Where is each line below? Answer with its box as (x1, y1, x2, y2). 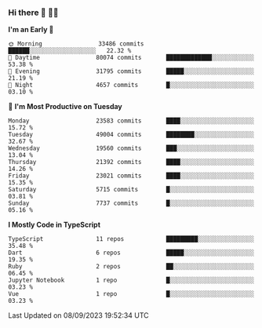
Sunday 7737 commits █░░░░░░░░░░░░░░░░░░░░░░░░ (8, 199, 255, 207)
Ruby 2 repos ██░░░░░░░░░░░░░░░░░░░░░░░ (8, 263, 255, 271)
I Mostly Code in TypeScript (8, 220, 100, 230)
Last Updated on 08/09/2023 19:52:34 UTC (8, 311, 149, 320)
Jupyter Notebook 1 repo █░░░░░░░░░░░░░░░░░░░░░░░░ (8, 276, 255, 285)
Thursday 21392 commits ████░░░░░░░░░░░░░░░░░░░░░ (8, 159, 255, 166)
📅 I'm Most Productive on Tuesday (8, 102, 123, 111)
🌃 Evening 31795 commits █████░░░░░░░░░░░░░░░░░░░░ (8, 67, 255, 75)
